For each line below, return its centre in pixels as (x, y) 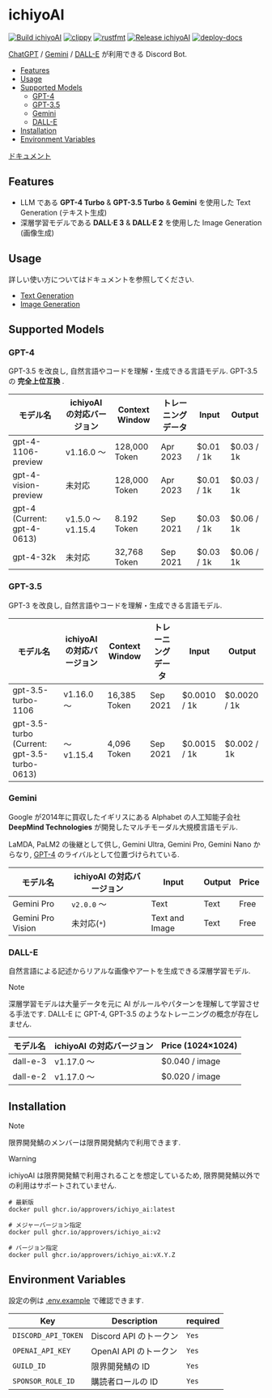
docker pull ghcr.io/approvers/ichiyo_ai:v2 (85, 1232)
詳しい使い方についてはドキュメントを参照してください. (101, 279)
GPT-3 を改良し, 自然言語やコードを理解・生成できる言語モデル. (115, 605)
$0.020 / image (191, 1076)
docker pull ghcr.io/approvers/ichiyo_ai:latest (92, 1209)
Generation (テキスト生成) (64, 212)
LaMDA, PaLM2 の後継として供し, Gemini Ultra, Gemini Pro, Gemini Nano (130, 844)
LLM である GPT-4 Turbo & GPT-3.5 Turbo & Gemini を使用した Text (135, 202)
